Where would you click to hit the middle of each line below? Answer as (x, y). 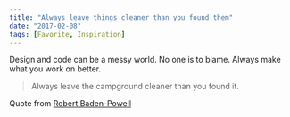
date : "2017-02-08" (46, 26)
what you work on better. (55, 69)
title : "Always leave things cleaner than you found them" (121, 17)
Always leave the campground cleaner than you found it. (135, 87)
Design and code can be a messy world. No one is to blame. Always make (145, 60)
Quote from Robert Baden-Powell (70, 104)
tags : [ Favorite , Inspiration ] (67, 34)
